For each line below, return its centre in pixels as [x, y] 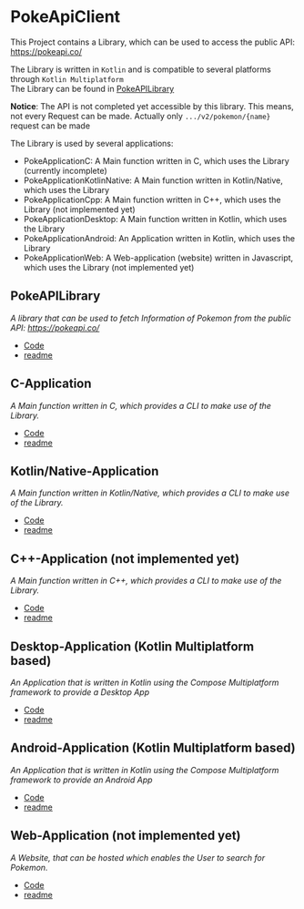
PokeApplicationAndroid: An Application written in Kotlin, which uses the [159, 238]
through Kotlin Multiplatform [67, 78]
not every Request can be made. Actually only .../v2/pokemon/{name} [141, 116]
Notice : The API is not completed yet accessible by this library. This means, [152, 106]
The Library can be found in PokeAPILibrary [92, 88]
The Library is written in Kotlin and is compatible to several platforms [141, 69]
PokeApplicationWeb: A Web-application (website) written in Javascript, [158, 258]
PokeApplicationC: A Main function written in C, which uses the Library [156, 160]
